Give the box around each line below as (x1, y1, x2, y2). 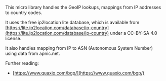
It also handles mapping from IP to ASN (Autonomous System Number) (5, 45, 153, 51)
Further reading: (5, 60, 39, 66)
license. (5, 35, 22, 41)
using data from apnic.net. (5, 50, 60, 56)
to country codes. (5, 10, 43, 16)
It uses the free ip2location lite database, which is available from (5, 20, 140, 25)
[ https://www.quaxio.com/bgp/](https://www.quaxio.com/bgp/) (12, 70, 145, 76)
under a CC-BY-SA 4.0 (110, 30, 157, 36)
